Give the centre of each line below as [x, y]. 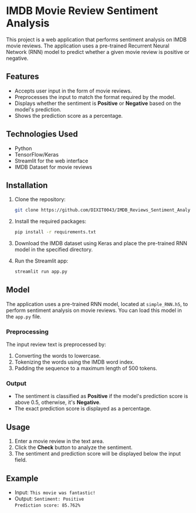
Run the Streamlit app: [41, 261]
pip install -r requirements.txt [55, 232]
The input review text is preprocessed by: [56, 345]
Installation [27, 185]
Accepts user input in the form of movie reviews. [73, 91]
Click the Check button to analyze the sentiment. [73, 447]
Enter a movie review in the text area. [59, 441]
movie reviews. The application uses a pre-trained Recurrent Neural [88, 46]
